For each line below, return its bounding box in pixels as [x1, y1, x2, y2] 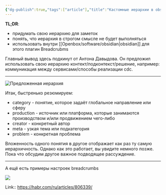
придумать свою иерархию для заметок [12, 30, 98, 36]
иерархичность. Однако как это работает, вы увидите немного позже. [5, 146, 154, 152]
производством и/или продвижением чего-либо [12, 115, 115, 121]
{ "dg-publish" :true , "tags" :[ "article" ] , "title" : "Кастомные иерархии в [5, 7, 154, 12]
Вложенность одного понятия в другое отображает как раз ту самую [5, 140, 152, 146]
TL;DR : [5, 21, 20, 27]
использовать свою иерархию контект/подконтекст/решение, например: [5, 61, 160, 67]
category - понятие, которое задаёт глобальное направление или [12, 99, 151, 105]
